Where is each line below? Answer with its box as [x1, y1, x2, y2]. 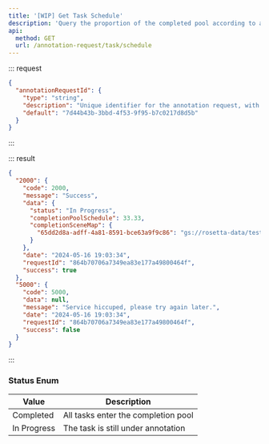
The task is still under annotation [62, 422, 186, 434]
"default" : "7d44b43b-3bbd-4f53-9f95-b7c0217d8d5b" [22, 109, 199, 117]
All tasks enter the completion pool [62, 410, 194, 421]
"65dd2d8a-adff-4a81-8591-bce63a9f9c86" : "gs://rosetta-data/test [37, 229, 263, 237]
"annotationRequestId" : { [15, 87, 102, 95]
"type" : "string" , [22, 94, 84, 102]
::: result [8, 154, 36, 163]
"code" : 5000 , [22, 289, 70, 297]
